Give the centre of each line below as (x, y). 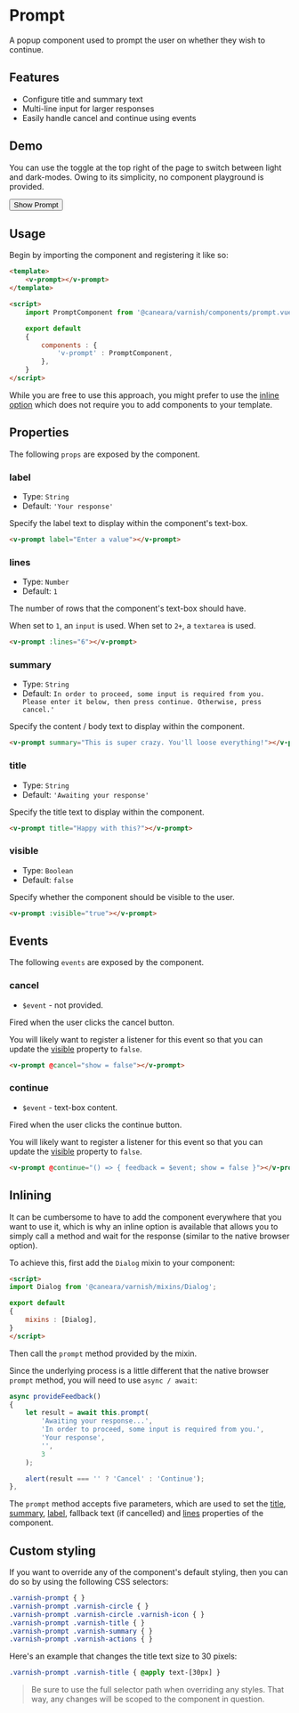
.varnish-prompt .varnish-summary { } (81, 1631)
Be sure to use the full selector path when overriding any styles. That (158, 1690)
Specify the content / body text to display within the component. (127, 727)
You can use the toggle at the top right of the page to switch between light (145, 167)
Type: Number (45, 582)
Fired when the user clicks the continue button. (96, 1124)
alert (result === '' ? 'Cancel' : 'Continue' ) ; (115, 1479)
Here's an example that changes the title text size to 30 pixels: (123, 1656)
